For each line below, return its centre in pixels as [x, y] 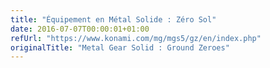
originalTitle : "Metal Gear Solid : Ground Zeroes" [120, 47]
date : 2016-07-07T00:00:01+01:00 [80, 29]
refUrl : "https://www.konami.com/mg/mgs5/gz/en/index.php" [136, 38]
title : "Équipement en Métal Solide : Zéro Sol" [113, 19]
